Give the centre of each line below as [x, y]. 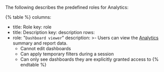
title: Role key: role [32, 27]
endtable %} [33, 65]
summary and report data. [40, 43]
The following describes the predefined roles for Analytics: [67, 7]
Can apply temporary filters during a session [67, 54]
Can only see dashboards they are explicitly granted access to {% [89, 59]
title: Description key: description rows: [54, 32]
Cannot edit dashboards [46, 48]
